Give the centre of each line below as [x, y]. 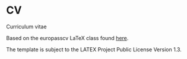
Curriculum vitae [26, 27]
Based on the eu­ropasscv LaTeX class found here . [67, 38]
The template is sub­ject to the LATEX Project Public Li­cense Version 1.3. [94, 49]
